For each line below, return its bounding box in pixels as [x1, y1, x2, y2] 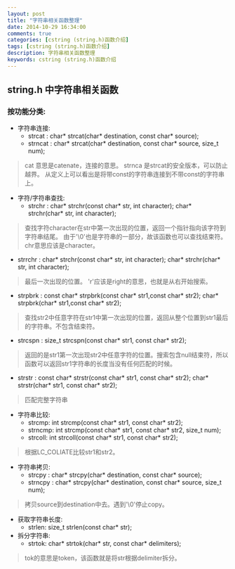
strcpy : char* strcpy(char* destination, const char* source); [27, 471, 202, 479]
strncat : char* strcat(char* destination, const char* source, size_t [27, 139, 219, 148]
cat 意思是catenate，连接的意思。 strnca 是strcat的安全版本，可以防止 [24, 161, 228, 170]
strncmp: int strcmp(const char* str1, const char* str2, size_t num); [27, 426, 222, 435]
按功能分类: [7, 107, 46, 117]
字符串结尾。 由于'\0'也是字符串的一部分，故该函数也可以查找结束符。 [24, 233, 227, 241]
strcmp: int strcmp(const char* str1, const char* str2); [27, 418, 184, 427]
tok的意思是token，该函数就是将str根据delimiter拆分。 [24, 554, 181, 563]
